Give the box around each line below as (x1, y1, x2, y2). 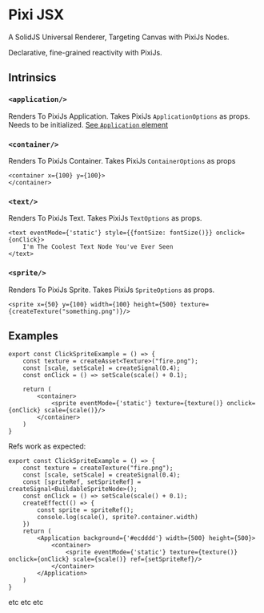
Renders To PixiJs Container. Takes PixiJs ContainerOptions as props (8, 156, 236, 165)
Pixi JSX (8, 6, 65, 24)
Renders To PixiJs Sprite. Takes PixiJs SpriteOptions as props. (8, 285, 215, 294)
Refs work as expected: (8, 441, 86, 451)
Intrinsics (8, 71, 57, 85)
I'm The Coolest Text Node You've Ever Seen (22, 243, 174, 251)
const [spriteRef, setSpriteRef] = (22, 478, 142, 486)
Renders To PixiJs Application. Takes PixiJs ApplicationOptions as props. (8, 111, 250, 121)
